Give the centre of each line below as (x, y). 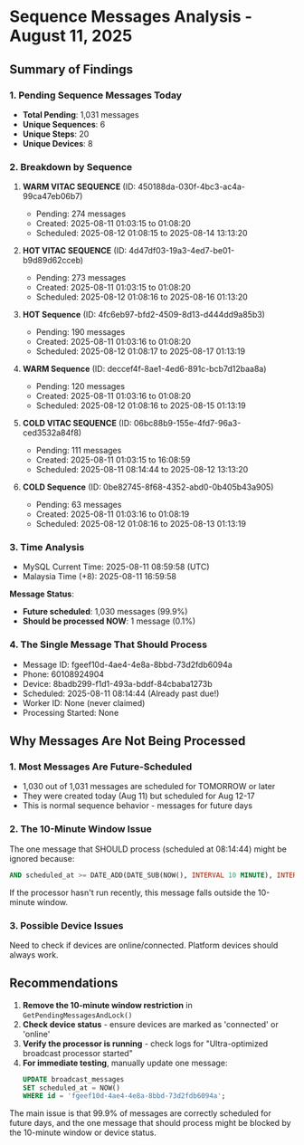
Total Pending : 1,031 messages (81, 114)
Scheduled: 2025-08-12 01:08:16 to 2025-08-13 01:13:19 (141, 524)
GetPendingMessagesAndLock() (77, 1016)
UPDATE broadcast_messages (73, 1079)
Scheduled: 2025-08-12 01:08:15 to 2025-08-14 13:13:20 (142, 234)
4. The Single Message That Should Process (109, 644)
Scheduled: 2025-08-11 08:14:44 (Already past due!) (121, 693)
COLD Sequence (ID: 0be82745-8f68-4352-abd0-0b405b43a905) (148, 487)
